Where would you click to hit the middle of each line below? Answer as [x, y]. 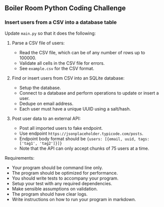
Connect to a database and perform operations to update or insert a [89, 93]
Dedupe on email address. [46, 103]
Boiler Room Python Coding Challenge [65, 8]
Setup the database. [40, 88]
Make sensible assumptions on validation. [55, 189]
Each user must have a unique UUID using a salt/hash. [75, 108]
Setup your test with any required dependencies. [62, 183]
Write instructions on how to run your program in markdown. [74, 199]
